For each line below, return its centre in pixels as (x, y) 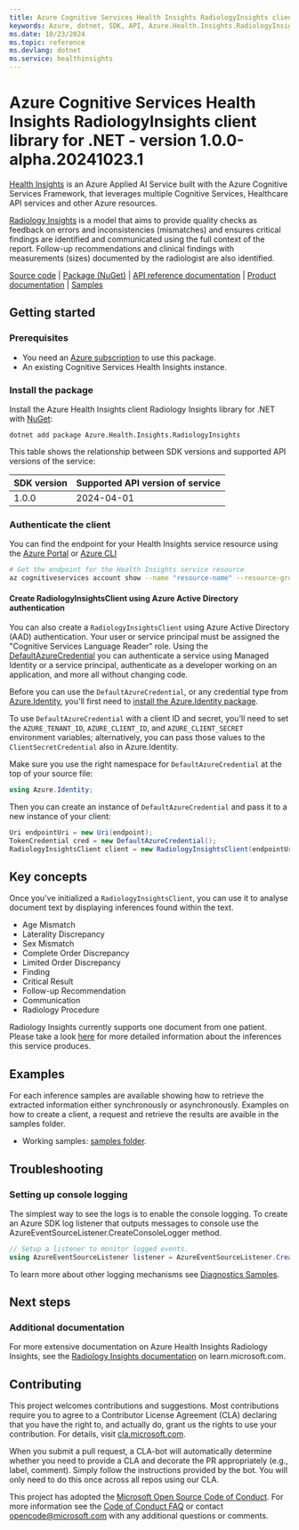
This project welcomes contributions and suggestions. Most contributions (144, 1405)
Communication (51, 1001)
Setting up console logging (69, 1195)
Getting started (53, 313)
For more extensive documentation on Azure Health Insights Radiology (139, 1347)
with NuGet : (31, 418)
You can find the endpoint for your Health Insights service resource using (144, 544)
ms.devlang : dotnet (45, 51)
